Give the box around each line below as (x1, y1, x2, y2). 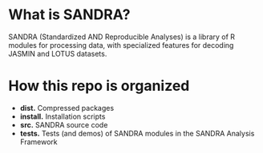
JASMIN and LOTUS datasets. (8, 49, 107, 58)
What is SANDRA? (8, 6, 131, 24)
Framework (19, 137, 58, 147)
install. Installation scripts (19, 112, 106, 121)
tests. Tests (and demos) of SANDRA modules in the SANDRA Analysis (19, 128, 255, 138)
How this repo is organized (8, 77, 190, 95)
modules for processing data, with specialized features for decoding (8, 40, 234, 49)
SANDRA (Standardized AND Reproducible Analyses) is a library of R (8, 32, 235, 41)
